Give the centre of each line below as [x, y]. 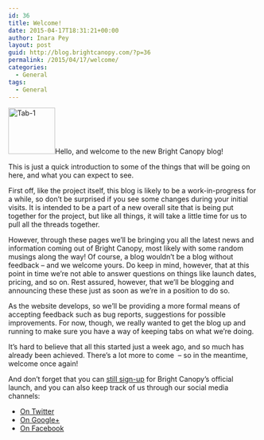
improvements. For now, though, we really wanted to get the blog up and [127, 323]
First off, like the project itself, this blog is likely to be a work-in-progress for [132, 191]
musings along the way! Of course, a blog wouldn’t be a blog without [121, 257]
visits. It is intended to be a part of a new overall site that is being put [121, 208]
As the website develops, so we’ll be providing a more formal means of [124, 306]
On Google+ [40, 420]
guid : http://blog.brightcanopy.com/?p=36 [80, 53]
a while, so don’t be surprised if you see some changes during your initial [128, 199]
